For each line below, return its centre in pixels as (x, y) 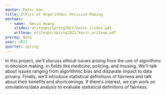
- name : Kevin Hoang (32, 24)
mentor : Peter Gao (24, 10)
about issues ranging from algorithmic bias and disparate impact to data (79, 71)
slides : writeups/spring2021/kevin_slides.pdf (63, 28)
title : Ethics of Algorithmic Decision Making (54, 14)
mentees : (14, 19)
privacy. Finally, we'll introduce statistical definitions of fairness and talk (79, 76)
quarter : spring (22, 47)
